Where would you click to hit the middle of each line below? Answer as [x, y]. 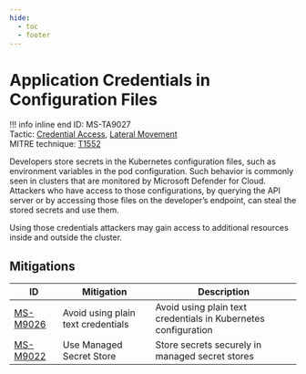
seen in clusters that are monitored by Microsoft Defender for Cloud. [138, 181]
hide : [20, 18]
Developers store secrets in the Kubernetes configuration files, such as [143, 161]
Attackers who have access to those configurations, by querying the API [145, 191]
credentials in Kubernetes [210, 318]
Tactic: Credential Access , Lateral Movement [93, 134]
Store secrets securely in [209, 345]
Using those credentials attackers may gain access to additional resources [149, 228]
